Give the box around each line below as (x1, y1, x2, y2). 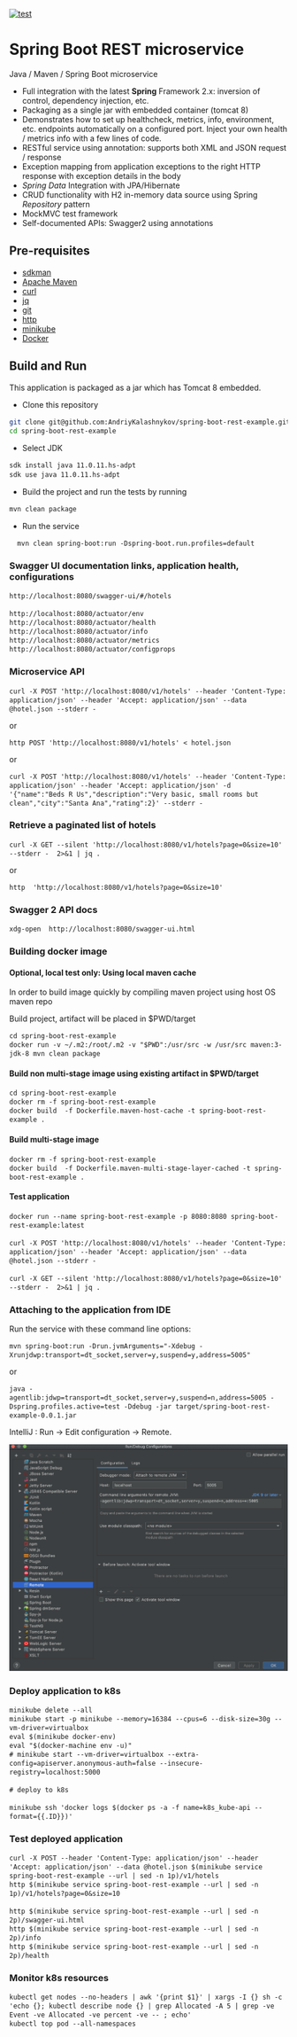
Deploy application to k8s (9, 1684, 121, 1697)
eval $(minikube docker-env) (9, 1732, 117, 1741)
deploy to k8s (17, 1785, 69, 1794)
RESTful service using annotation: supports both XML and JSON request (21, 142, 287, 152)
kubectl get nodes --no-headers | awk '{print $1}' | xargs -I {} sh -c (9, 1993, 283, 2002)
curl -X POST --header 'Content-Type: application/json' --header (9, 1854, 259, 1863)
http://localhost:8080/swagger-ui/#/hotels (9, 592, 172, 601)
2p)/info (9, 1933, 42, 1943)
